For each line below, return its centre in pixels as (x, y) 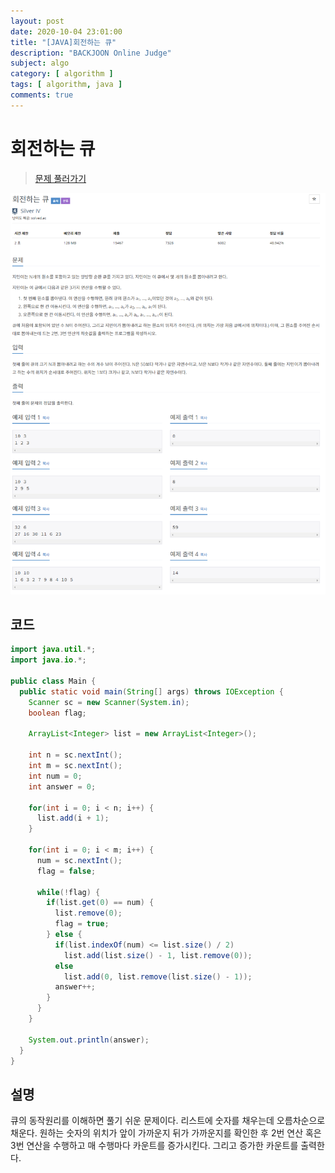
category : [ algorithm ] (62, 74)
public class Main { (53, 681)
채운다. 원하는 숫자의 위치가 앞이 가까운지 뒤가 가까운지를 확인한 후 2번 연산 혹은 (166, 1133)
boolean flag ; (57, 713)
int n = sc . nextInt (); (75, 755)
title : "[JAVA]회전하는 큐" (63, 42)
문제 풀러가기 (60, 178)
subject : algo (40, 63)
